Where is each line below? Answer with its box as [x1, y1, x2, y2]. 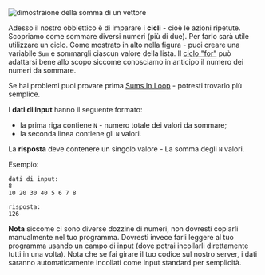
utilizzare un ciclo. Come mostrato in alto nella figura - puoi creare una [8, 40, 240, 49]
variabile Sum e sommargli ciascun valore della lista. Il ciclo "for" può [8, 49, 231, 58]
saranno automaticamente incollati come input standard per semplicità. [8, 258, 242, 267]
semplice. [8, 89, 41, 99]
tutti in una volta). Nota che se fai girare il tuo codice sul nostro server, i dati [8, 249, 258, 258]
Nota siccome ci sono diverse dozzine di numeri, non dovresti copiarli [8, 224, 239, 234]
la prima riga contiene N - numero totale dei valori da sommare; [19, 120, 227, 130]
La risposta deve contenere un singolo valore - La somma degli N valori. [8, 144, 245, 154]
